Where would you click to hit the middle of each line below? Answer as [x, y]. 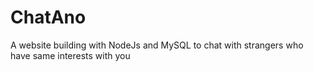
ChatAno [48, 17]
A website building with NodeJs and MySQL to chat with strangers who [157, 45]
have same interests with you [70, 55]
